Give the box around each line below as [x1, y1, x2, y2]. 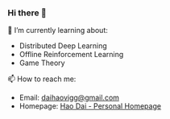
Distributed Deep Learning [19, 41, 108, 51]
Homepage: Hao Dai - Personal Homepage [19, 101, 162, 111]
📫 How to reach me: [7, 74, 77, 84]
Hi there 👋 [7, 7, 48, 18]
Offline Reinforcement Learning [19, 50, 124, 59]
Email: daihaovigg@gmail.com [19, 92, 120, 103]
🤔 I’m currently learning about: [7, 26, 108, 35]
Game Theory [19, 58, 65, 68]
